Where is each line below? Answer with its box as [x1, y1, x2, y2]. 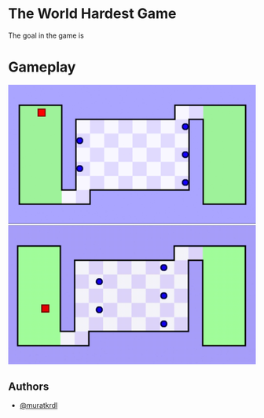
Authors [8, 379, 49, 393]
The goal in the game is [8, 31, 84, 40]
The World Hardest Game [8, 5, 177, 23]
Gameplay [8, 58, 76, 76]
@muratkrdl [19, 401, 58, 410]
